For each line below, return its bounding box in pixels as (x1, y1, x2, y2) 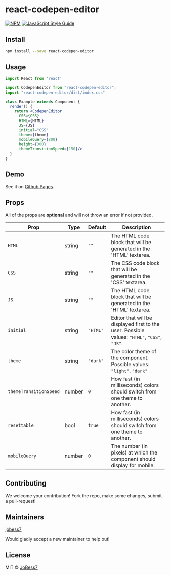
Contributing (5, 479, 47, 488)
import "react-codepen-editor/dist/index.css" (5, 90, 105, 95)
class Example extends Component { (5, 99, 80, 105)
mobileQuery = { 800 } (18, 137, 58, 142)
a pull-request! (5, 498, 36, 504)
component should (111, 456, 156, 463)
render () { (10, 104, 33, 109)
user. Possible (111, 327, 145, 334)
